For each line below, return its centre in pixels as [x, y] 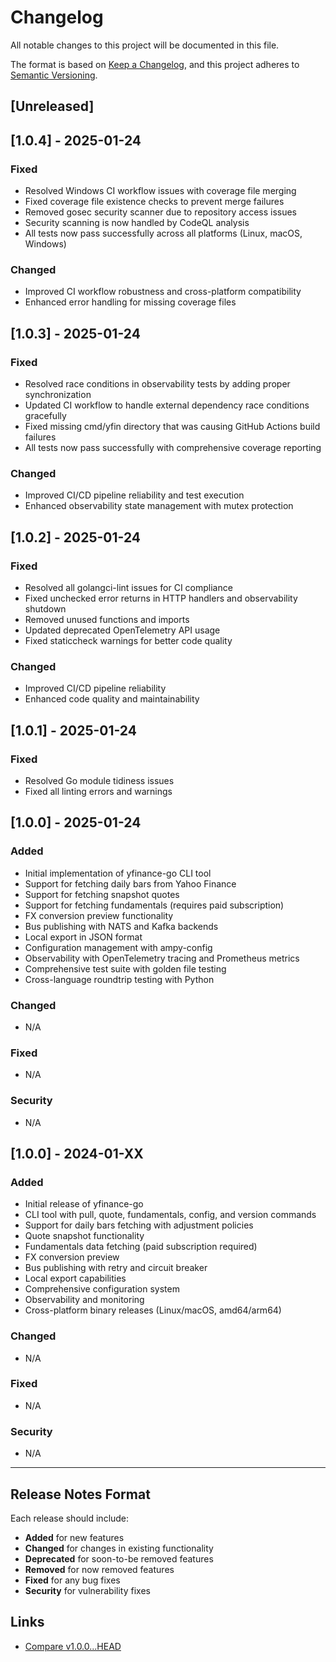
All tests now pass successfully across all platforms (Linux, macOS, [163, 233]
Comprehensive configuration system [102, 1289]
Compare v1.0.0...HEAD [73, 1646]
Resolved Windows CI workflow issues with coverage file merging [160, 191]
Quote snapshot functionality [84, 1236]
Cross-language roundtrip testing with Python [119, 979]
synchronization [58, 394]
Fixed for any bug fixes [72, 1580]
